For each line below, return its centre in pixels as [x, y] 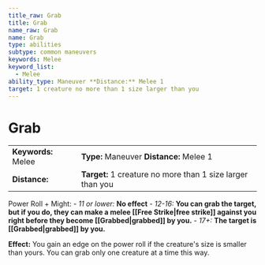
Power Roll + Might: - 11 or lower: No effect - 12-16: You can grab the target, [132, 204]
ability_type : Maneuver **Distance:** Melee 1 [86, 81]
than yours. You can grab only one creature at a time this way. [109, 252]
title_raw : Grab [35, 15]
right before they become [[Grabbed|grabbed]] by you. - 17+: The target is [132, 221]
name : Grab [26, 37]
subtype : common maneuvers [52, 52]
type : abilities [35, 45]
